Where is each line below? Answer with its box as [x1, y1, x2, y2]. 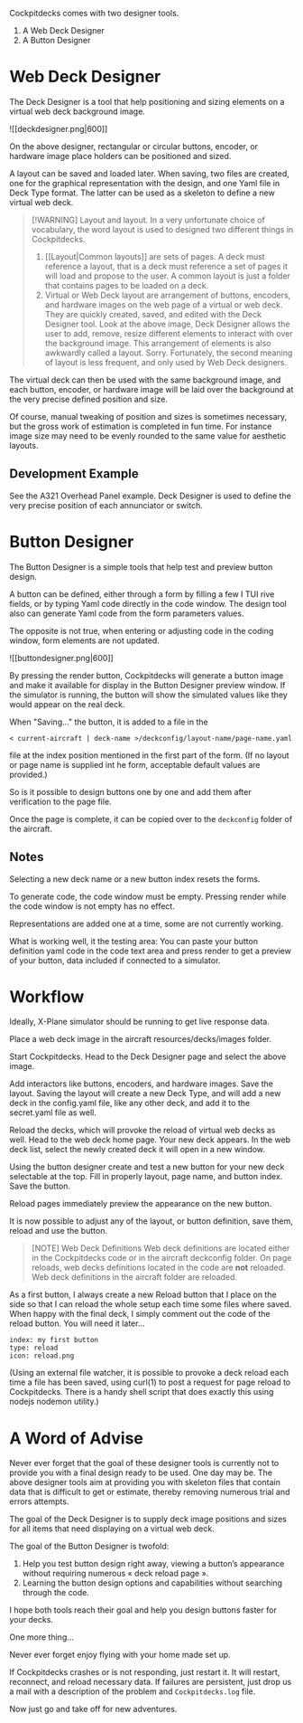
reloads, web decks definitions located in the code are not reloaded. [31, 1262, 286, 1273]
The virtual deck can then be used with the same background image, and [9, 374, 281, 385]
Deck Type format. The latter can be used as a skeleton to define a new [9, 187, 275, 198]
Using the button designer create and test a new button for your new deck [9, 1161, 285, 1172]
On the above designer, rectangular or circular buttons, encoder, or [9, 140, 259, 152]
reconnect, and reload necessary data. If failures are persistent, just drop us [9, 1677, 292, 1688]
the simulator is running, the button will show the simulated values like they [9, 689, 289, 700]
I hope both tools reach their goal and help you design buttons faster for [9, 1605, 277, 1615]
